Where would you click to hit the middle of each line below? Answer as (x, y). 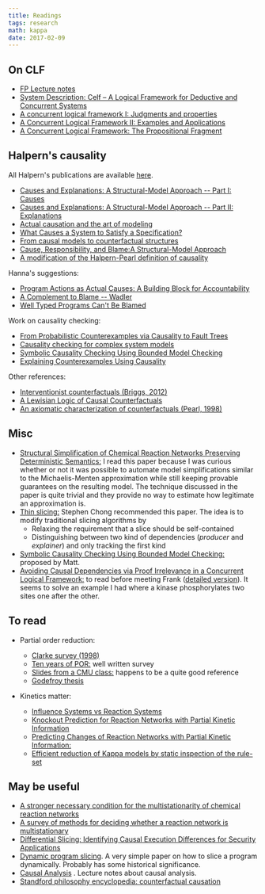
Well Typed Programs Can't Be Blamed (83, 305)
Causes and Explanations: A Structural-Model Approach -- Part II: (126, 207)
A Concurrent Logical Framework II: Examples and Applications (122, 123)
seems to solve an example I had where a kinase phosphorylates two (132, 587)
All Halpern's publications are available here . (81, 174)
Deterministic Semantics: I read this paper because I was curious (125, 461)
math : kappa (28, 30)
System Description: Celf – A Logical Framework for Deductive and (129, 97)
